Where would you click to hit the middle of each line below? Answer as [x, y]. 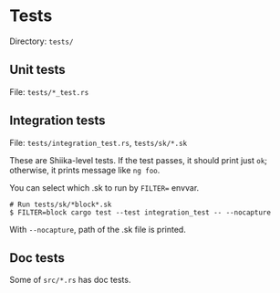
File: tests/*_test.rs [49, 91]
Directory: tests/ [41, 41]
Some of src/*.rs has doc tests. [70, 280]
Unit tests [37, 70]
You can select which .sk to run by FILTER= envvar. [104, 187]
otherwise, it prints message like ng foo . [85, 170]
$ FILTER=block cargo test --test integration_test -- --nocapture [140, 212]
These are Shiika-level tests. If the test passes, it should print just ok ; [138, 160]
